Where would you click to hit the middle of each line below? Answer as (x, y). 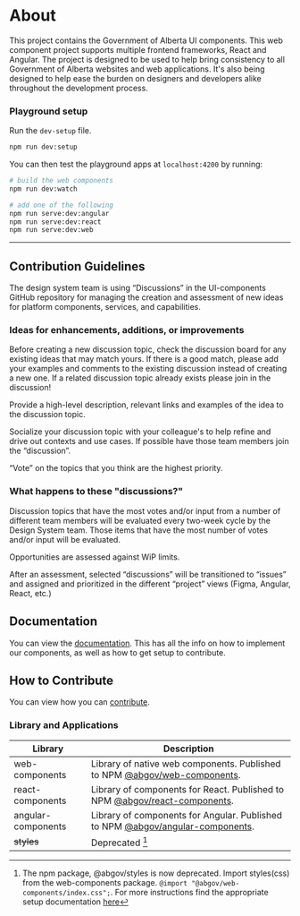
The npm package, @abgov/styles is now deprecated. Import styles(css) (156, 873)
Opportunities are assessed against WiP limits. (95, 557)
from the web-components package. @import (105, 883)
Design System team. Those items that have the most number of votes (139, 530)
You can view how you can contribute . (79, 702)
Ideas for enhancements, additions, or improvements (127, 330)
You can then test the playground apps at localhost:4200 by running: (136, 164)
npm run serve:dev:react (55, 222)
